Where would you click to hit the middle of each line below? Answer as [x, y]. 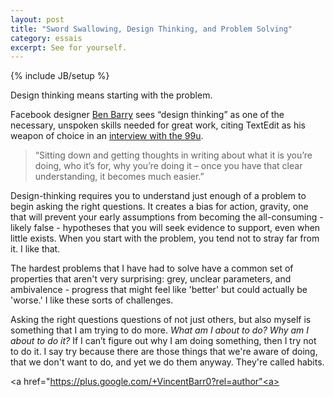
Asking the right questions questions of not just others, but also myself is [161, 320]
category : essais [46, 38]
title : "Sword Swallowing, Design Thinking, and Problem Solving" [151, 29]
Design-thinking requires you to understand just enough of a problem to [158, 196]
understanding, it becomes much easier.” [119, 177]
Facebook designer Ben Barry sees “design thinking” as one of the [147, 115]
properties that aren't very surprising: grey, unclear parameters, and [151, 279]
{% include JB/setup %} [60, 76]
